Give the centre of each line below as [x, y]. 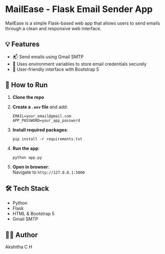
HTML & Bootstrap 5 [34, 214]
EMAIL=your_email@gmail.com [42, 116]
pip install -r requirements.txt [47, 139]
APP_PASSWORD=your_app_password [46, 120]
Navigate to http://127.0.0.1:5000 [49, 172]
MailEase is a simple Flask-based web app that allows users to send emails [83, 23]
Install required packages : [40, 130]
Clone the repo [28, 97]
